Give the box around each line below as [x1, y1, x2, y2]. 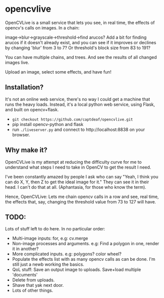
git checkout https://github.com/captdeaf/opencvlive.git [12, 117, 133, 122]
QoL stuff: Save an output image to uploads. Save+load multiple [12, 267, 141, 273]
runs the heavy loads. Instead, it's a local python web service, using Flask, [5, 101, 155, 107]
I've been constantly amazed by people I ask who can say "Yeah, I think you [5, 174, 159, 179]
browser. [12, 131, 30, 138]
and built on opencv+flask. [5, 106, 59, 112]
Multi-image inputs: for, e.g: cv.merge [12, 235, 88, 241]
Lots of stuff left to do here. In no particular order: [5, 226, 105, 232]
